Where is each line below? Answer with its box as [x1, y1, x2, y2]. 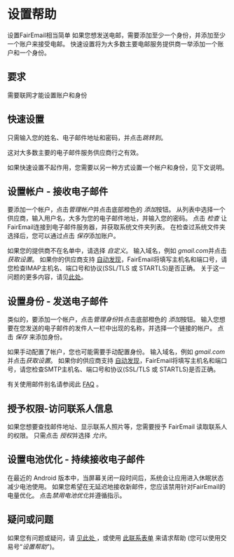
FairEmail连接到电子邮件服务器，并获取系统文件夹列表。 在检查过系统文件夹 [7, 223, 226, 231]
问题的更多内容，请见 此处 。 [7, 273, 88, 281]
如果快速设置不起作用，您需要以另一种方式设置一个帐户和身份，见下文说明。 [7, 163, 228, 172]
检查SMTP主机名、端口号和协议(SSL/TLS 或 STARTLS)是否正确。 [31, 365, 219, 373]
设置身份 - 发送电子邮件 [7, 295, 109, 307]
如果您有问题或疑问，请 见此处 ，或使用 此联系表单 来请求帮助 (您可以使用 [7, 533, 221, 542]
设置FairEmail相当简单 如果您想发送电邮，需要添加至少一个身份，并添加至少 [7, 31, 226, 39]
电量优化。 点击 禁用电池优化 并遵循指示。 [7, 491, 126, 500]
